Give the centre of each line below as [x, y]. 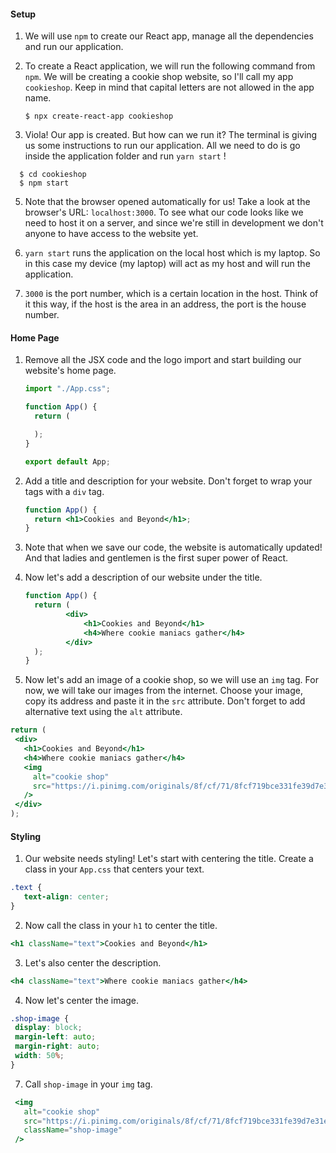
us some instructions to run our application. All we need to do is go [162, 146]
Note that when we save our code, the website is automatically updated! [173, 547]
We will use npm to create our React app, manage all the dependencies [169, 36]
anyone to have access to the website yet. [111, 234]
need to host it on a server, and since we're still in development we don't [174, 223]
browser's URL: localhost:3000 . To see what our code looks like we [164, 212]
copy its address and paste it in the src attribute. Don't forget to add [165, 701]
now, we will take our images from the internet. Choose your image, [163, 691]
